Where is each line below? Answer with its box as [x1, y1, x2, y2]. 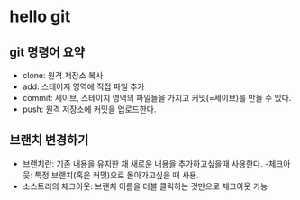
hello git [9, 6, 71, 27]
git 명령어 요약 [9, 44, 86, 59]
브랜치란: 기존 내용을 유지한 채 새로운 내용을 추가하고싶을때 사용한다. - [22, 158, 269, 168]
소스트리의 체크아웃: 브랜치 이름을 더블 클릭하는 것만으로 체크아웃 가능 [22, 180, 268, 191]
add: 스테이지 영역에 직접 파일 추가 [22, 81, 145, 92]
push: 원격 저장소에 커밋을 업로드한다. [22, 104, 157, 114]
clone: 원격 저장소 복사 [22, 70, 104, 80]
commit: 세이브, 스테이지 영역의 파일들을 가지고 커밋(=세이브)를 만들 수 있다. [22, 93, 292, 103]
